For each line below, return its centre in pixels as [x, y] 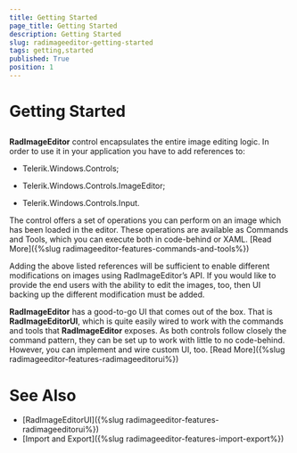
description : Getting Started [66, 34]
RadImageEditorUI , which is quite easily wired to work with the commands [146, 321]
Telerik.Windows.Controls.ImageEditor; [94, 186]
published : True [39, 59]
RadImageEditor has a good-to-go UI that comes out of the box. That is [141, 312]
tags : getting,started [51, 51]
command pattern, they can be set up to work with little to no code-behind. [147, 341]
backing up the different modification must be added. [107, 294]
